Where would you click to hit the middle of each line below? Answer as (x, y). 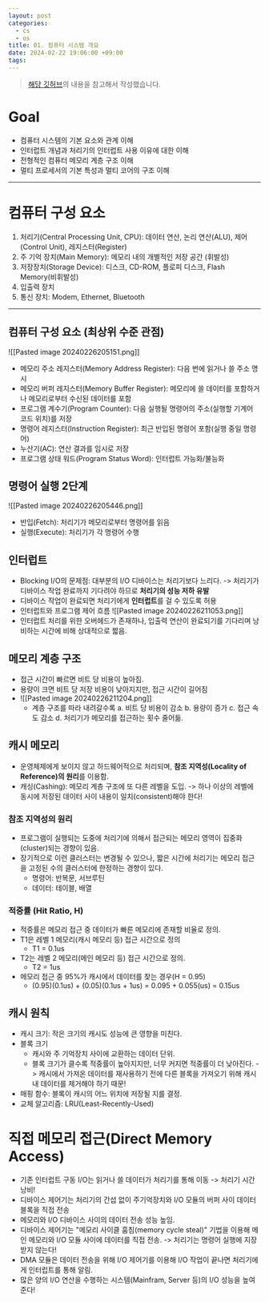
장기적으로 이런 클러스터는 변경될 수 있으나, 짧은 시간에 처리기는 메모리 (130, 858)
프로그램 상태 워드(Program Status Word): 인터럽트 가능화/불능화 (122, 458)
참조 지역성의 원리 (41, 819)
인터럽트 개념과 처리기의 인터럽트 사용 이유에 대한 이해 (104, 150)
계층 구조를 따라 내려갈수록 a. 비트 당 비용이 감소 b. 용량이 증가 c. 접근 (141, 708)
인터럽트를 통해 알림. (61, 1270)
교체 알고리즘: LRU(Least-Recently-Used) (87, 1104)
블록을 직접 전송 (44, 1210)
